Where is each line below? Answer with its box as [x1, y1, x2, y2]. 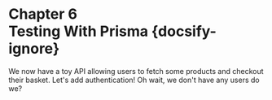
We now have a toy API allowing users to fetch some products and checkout [8, 66, 264, 76]
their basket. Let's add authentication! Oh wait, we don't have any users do [8, 75, 260, 85]
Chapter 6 [8, 5, 77, 24]
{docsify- [151, 22, 217, 41]
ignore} [8, 40, 60, 58]
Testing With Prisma [8, 22, 149, 41]
